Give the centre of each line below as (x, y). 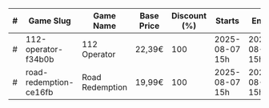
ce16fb (39, 92)
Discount (189, 16)
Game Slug (50, 21)
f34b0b (40, 59)
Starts (228, 21)
